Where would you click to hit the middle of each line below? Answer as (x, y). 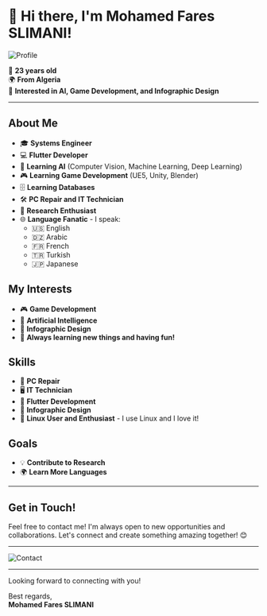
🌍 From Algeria (35, 79)
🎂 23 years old (33, 70)
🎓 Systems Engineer (56, 143)
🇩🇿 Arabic (50, 237)
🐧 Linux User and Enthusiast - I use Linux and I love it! (109, 418)
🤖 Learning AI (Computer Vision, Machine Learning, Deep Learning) (131, 166)
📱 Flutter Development (58, 401)
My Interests (40, 289)
